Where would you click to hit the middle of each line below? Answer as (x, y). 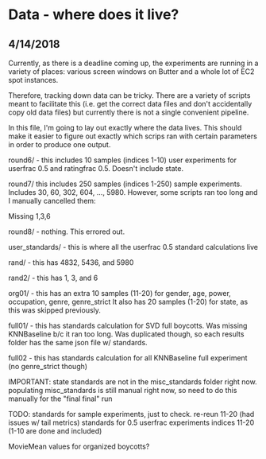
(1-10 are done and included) (55, 431)
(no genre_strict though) (48, 366)
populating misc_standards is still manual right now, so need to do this (123, 390)
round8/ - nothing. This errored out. (67, 231)
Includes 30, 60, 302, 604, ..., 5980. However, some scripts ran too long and (133, 192)
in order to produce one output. (60, 144)
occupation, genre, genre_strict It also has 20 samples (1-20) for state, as (128, 301)
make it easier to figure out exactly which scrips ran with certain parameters (133, 136)
